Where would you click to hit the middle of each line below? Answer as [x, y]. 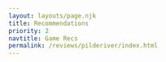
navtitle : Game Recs [44, 38]
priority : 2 [28, 31]
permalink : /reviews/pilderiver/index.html [83, 46]
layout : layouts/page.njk [52, 16]
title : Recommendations [49, 23]
